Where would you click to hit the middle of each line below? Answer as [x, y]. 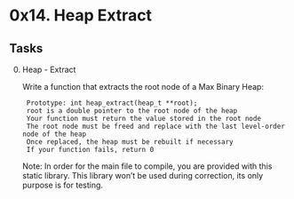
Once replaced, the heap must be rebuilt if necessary [130, 142]
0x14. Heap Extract [81, 16]
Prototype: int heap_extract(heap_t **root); [112, 103]
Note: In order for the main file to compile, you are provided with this [147, 166]
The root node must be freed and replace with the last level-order [156, 126]
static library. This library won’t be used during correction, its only [143, 175]
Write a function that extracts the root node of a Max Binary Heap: [143, 87]
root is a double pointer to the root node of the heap [132, 111]
